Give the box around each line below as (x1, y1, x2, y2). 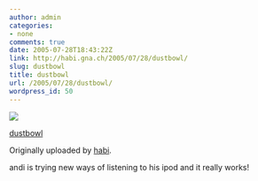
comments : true (9, 37, 66, 47)
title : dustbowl (9, 71, 69, 79)
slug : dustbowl (9, 63, 66, 72)
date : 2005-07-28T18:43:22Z (9, 46, 113, 55)
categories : (9, 21, 53, 30)
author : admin (9, 12, 62, 22)
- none (9, 29, 34, 38)
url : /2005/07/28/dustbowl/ (9, 79, 113, 87)
